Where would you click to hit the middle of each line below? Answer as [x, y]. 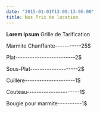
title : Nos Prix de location [42, 17]
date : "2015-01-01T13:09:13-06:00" [50, 12]
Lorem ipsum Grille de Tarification [48, 34]
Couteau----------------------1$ [46, 92]
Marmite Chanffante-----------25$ [49, 46]
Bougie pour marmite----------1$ [47, 103]
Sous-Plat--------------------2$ [45, 68]
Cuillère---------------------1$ [43, 80]
